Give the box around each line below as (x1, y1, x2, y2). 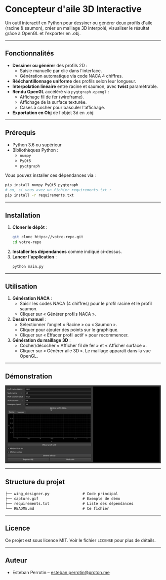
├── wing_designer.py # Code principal (5, 492, 119, 497)
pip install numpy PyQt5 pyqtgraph (5, 182, 79, 187)
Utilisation (5, 283, 38, 291)
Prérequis (5, 128, 36, 137)
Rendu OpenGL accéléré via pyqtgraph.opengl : (12, 88, 110, 94)
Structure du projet (5, 478, 65, 486)
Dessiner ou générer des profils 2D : (12, 62, 87, 68)
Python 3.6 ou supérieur (12, 142, 62, 148)
